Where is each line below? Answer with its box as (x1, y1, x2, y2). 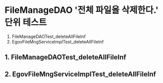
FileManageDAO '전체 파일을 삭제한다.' (4, 4, 159, 16)
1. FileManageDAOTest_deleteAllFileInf (4, 53, 127, 62)
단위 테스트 (4, 17, 47, 28)
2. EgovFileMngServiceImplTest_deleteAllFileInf (4, 70, 157, 78)
